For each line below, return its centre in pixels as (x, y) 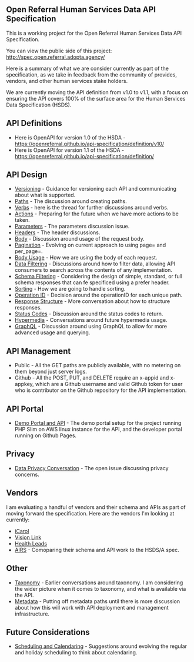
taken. (22, 220)
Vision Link (28, 537)
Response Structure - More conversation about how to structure (92, 301)
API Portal (25, 409)
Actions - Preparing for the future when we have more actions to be (97, 214)
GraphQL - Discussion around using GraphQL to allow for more (91, 327)
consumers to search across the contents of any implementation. (93, 270)
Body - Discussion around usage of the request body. (80, 239)
